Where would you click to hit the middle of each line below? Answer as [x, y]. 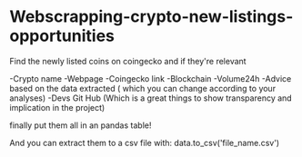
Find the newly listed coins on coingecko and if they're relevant [128, 61]
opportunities [62, 36]
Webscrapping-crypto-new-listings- [151, 17]
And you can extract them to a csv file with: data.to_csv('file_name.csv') [145, 142]
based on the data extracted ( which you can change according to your [142, 88]
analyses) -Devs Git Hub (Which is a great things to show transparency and [151, 98]
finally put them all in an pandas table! [81, 125]
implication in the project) [57, 107]
